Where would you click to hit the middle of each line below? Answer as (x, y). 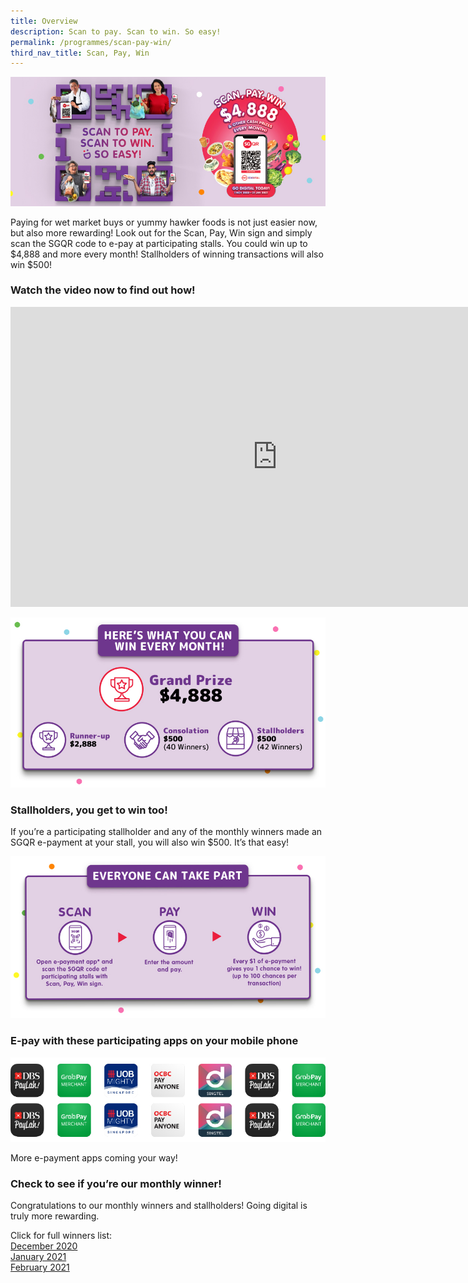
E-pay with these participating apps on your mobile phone (154, 1041)
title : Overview (44, 21)
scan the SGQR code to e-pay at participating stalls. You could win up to (159, 243)
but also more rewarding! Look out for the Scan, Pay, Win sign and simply (161, 232)
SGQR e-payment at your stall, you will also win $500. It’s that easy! (150, 842)
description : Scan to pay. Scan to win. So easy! (116, 31)
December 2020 (44, 1246)
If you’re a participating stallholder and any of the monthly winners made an (166, 831)
